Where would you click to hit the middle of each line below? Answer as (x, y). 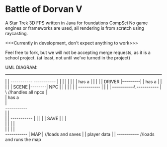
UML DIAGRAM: (21, 67)
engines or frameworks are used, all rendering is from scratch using (75, 28)
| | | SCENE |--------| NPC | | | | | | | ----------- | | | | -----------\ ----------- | (83, 87)
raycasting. (17, 33)
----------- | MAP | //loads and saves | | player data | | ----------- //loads (80, 134)
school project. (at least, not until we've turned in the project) (68, 57)
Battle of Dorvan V (44, 9)
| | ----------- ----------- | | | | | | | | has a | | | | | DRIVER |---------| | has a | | (83, 81)
